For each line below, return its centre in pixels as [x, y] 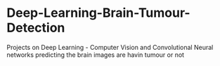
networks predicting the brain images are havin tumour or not [95, 55]
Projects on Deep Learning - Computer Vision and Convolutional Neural [110, 47]
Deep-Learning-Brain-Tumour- [98, 13]
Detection [36, 28]
